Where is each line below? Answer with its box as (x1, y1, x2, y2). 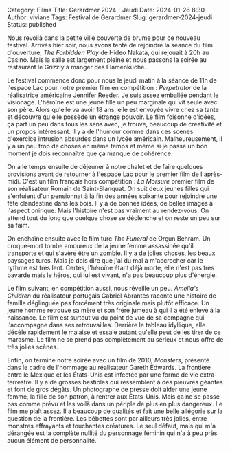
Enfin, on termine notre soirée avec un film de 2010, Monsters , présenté (7, 356, 210, 364)
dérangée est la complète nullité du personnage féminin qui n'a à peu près (7, 429, 218, 437)
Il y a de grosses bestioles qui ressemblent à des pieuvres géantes (34, 378, 223, 386)
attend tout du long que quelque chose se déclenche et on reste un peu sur (7, 214, 221, 222)
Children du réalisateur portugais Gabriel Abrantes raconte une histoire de (7, 291, 216, 300)
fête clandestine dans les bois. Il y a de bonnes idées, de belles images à (7, 199, 214, 207)
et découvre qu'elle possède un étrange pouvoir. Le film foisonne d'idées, (7, 113, 216, 121)
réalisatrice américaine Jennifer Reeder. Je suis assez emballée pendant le (7, 91, 219, 99)
